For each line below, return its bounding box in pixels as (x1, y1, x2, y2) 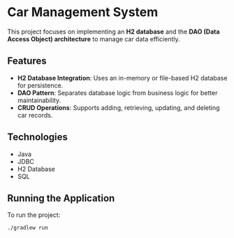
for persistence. (17, 81, 64, 90)
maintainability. (17, 96, 61, 104)
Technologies (7, 131, 68, 143)
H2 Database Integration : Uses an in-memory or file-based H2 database (17, 73, 228, 82)
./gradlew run (7, 225, 49, 232)
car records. (17, 111, 53, 119)
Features (7, 55, 47, 67)
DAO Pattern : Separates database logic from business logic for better (17, 88, 218, 97)
